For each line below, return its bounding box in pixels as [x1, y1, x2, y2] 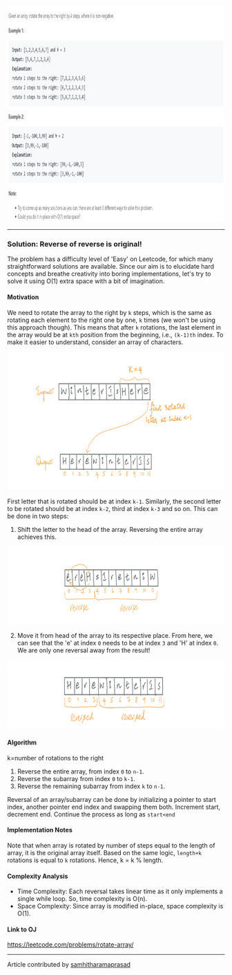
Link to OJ [7, 925, 37, 933]
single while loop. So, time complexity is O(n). [17, 895, 148, 903]
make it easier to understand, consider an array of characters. [7, 338, 184, 346]
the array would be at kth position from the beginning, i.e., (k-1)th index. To [7, 330, 224, 339]
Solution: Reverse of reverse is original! [7, 239, 142, 249]
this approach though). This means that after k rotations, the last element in [7, 323, 222, 331]
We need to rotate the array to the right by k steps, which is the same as [7, 308, 212, 316]
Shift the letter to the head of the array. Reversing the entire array [17, 525, 204, 533]
